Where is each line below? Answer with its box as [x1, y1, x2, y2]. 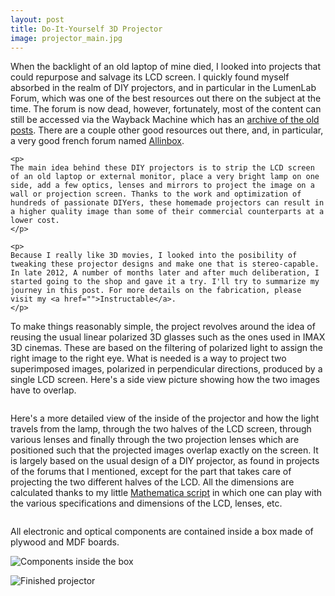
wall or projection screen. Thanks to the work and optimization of [10, 189, 302, 200]
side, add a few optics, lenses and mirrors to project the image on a [10, 181, 315, 191]
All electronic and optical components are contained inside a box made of [10, 526, 314, 538]
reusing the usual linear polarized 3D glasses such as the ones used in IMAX [10, 331, 326, 343]
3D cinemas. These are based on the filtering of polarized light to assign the [10, 342, 324, 354]
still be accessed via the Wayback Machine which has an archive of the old [10, 114, 320, 126]
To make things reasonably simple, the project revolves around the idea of [10, 321, 316, 333]
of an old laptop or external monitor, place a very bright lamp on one [10, 172, 320, 182]
